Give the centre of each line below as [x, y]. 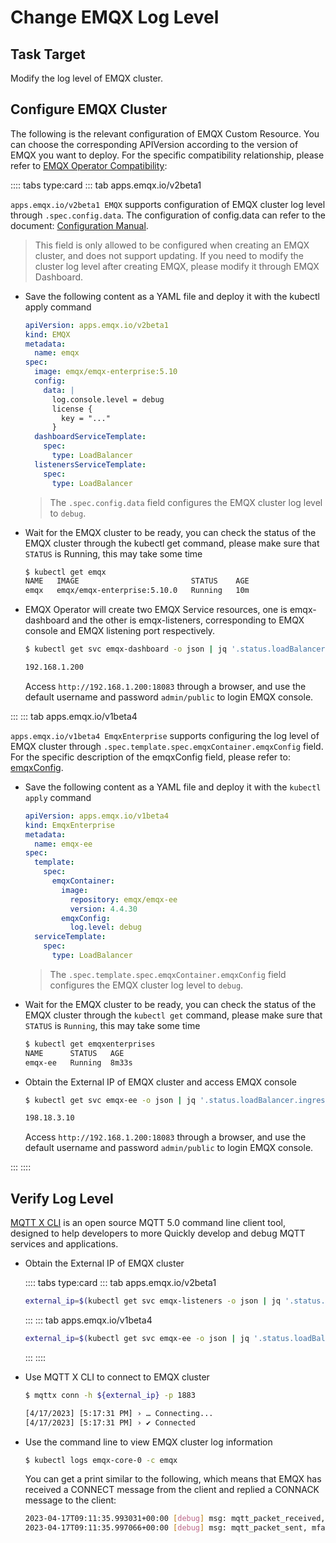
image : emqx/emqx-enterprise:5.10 [106, 372]
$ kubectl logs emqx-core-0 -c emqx [101, 1460]
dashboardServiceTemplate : [90, 437]
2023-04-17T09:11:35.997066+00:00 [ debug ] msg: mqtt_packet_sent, [166, 1528]
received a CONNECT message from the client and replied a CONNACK [172, 1490]
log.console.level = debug [108, 399]
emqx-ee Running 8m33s [78, 1062]
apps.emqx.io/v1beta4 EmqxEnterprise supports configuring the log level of [165, 735]
